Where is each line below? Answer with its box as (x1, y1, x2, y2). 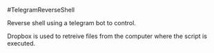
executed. (7, 39, 36, 47)
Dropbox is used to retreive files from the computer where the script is (7, 32, 207, 40)
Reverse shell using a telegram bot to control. (7, 19, 136, 26)
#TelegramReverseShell (7, 6, 75, 14)
